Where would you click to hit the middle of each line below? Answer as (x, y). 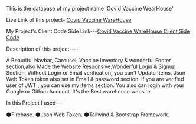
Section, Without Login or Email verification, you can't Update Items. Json (96, 73)
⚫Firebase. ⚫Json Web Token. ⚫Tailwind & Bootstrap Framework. (88, 115)
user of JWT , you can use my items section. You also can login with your (95, 85)
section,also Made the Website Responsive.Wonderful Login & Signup (91, 66)
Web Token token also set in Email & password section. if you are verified (95, 79)
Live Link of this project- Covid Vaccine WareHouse (69, 20)
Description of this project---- (43, 49)
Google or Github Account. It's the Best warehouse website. (79, 91)
